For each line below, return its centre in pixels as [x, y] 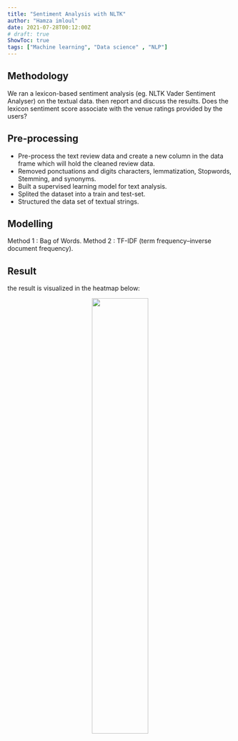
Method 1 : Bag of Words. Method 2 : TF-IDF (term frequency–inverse [110, 241]
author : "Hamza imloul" [43, 21]
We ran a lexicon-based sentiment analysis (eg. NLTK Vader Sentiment [111, 93]
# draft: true [29, 34]
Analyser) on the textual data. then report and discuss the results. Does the [118, 101]
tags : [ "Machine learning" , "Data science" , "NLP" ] [88, 47]
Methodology [38, 76]
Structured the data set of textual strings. [78, 202]
